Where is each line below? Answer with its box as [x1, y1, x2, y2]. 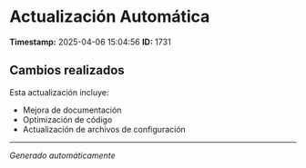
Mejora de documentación [22, 104, 122, 115]
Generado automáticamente [9, 150, 116, 161]
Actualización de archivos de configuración [22, 124, 187, 134]
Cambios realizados [9, 63, 125, 78]
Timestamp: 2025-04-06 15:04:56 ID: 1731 [9, 36, 171, 47]
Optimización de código [22, 114, 113, 124]
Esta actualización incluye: [9, 86, 109, 97]
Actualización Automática [9, 6, 210, 27]
